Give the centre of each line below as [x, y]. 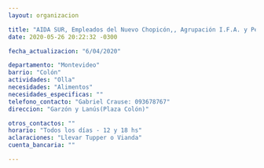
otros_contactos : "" [42, 123]
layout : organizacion [44, 15]
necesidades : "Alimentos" [50, 87]
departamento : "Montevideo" [54, 65]
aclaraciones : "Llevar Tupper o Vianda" [75, 138]
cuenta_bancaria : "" [42, 145]
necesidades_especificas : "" [56, 94]
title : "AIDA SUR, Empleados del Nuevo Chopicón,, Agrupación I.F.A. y [128, 29]
